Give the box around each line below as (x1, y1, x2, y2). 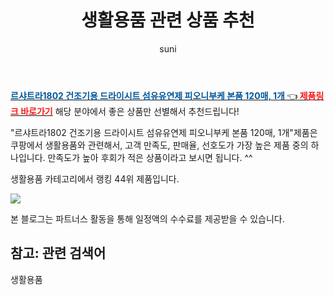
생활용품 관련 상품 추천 (81, 9, 255, 32)
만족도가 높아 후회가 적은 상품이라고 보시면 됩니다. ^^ (47, 151, 253, 163)
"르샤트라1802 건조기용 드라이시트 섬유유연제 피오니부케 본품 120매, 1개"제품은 (10, 126, 318, 138)
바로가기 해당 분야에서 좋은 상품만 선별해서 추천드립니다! (20, 105, 240, 117)
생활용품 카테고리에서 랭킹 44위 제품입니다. (10, 172, 180, 185)
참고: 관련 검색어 (10, 245, 107, 262)
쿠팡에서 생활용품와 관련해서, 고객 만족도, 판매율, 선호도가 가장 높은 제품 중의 (10, 139, 309, 151)
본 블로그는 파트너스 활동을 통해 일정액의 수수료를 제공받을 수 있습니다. (10, 212, 285, 225)
